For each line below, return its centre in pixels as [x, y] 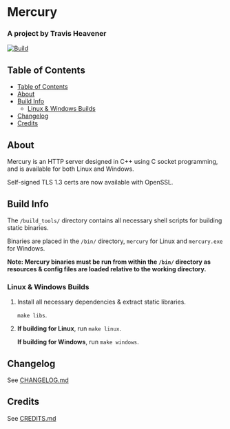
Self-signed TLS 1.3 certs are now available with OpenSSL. [90, 182]
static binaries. [28, 227]
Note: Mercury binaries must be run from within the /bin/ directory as [109, 262]
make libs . [32, 315]
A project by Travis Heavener [57, 34]
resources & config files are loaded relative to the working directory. [107, 269]
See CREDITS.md [32, 418]
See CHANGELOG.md [38, 380]
